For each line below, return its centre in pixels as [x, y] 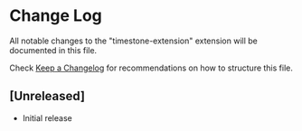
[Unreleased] [47, 96]
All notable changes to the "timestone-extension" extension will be [133, 41]
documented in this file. [53, 50]
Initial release [47, 117]
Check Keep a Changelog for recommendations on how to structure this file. [151, 68]
